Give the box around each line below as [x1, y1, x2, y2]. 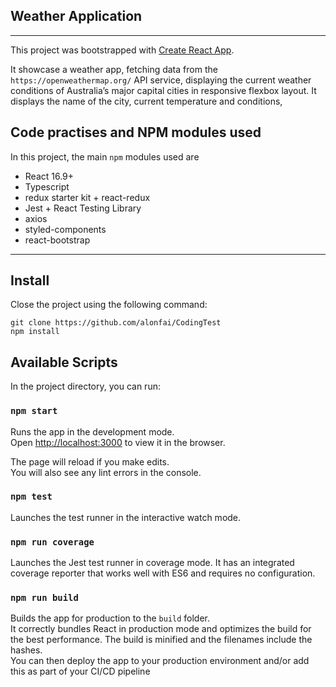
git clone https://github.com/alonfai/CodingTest [10, 318, 222, 328]
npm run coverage [10, 536, 95, 548]
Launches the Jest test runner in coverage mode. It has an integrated [10, 557, 295, 569]
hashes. [10, 644, 43, 656]
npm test [10, 491, 53, 503]
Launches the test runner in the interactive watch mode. [10, 511, 242, 523]
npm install [10, 327, 60, 337]
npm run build [10, 592, 79, 604]
